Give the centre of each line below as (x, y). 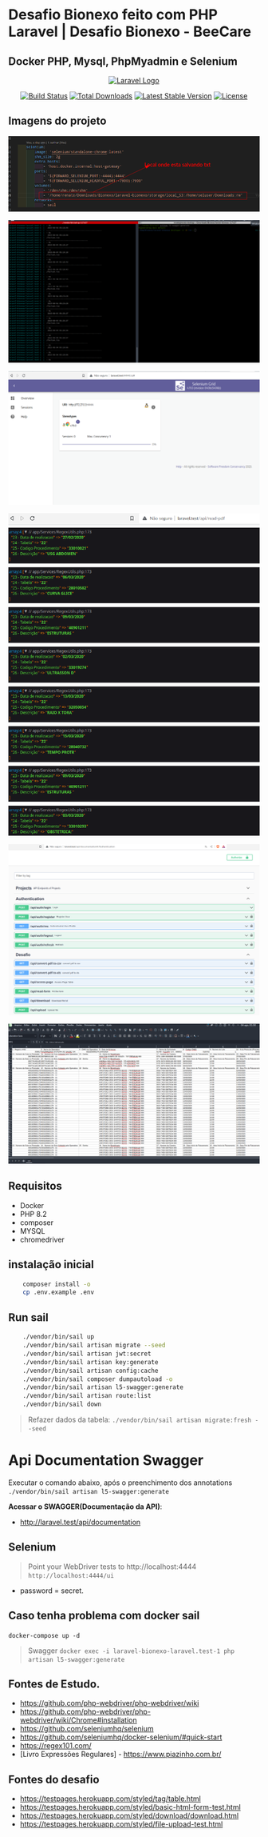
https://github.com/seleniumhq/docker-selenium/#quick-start (121, 1737)
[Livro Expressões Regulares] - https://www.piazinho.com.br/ (120, 1755)
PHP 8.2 (33, 1214)
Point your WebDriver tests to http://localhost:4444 (112, 1567)
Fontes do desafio (54, 1779)
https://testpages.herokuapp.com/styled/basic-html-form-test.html (130, 1807)
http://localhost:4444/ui (71, 1575)
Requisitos (35, 1186)
